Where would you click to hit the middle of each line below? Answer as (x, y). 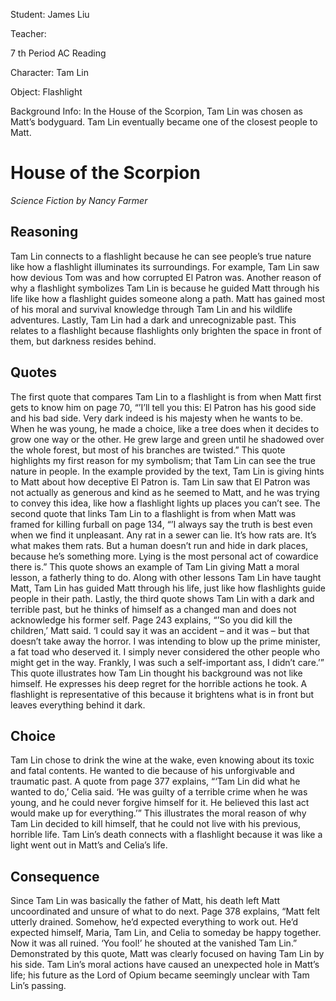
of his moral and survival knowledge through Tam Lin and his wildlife (151, 309)
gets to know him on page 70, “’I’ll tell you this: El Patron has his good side (163, 407)
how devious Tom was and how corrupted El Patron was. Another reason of (166, 277)
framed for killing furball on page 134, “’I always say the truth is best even (161, 524)
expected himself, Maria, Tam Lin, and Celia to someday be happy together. (166, 933)
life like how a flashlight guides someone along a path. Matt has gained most (168, 298)
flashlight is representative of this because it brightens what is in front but (162, 694)
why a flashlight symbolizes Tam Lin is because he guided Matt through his (165, 288)
